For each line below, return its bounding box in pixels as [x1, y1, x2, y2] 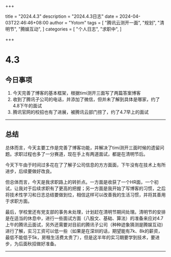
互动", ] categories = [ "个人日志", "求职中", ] [29, 26, 122, 32]
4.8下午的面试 [12, 103, 42, 108]
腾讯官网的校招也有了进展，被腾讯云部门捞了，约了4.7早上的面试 [12, 109, 149, 115]
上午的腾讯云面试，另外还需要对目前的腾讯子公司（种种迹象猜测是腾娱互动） [5, 221, 166, 227]
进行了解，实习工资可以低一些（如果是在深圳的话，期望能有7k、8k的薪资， [5, 227, 163, 234]
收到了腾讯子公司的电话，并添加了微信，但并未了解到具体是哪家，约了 [12, 96, 160, 102]
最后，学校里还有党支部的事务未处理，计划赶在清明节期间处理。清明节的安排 [5, 209, 166, 215]
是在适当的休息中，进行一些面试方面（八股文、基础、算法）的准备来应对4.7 [5, 215, 164, 221]
